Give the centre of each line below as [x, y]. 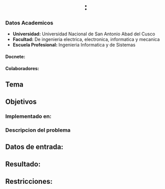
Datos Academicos [29, 23]
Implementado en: [29, 116]
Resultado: [23, 164]
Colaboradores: [22, 68]
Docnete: [15, 57]
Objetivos [21, 102]
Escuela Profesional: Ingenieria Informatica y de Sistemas [74, 45]
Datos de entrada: [34, 147]
